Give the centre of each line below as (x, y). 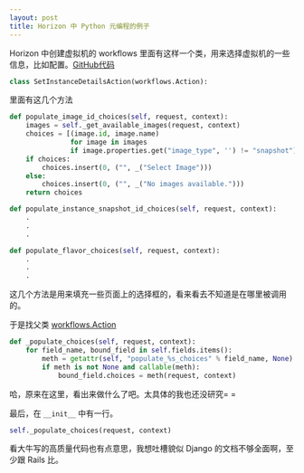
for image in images (109, 142)
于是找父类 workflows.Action (63, 325)
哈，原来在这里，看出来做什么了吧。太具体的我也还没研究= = (123, 393)
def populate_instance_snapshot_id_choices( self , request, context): (143, 209)
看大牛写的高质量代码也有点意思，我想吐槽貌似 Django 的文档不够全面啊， (148, 449)
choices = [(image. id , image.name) (93, 134)
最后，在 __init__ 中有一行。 (64, 413)
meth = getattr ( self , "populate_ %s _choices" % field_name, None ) (168, 358)
